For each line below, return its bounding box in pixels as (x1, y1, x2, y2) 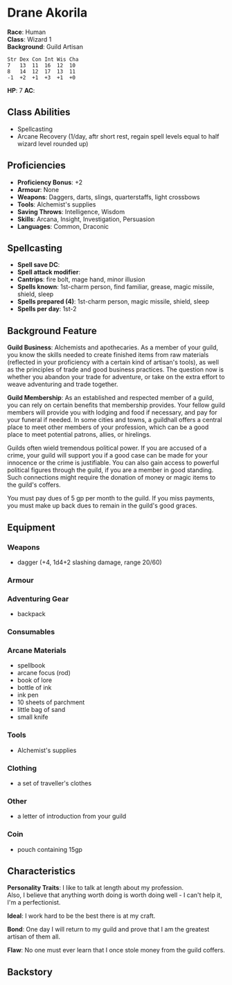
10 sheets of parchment (17, 698, 85, 706)
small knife (17, 713, 48, 722)
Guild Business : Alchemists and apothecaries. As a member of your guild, (7, 343, 219, 351)
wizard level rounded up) (17, 139, 89, 148)
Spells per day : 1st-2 (17, 305, 78, 313)
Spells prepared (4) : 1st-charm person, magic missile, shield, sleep (17, 297, 210, 306)
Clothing (7, 763, 37, 773)
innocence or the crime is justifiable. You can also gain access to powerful (7, 459, 220, 467)
